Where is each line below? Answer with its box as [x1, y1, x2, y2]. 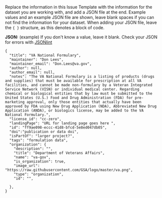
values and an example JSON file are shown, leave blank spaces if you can [5, 15, 155, 20]
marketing [5, 99, 25, 104]
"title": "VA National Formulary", [9, 53, 81, 58]
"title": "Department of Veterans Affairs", [14, 150, 105, 155]
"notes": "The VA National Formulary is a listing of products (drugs [9, 74, 155, 79]
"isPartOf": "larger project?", [9, 133, 75, 138]
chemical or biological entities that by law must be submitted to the [5, 91, 152, 96]
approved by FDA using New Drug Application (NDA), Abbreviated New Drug [5, 104, 157, 109]
